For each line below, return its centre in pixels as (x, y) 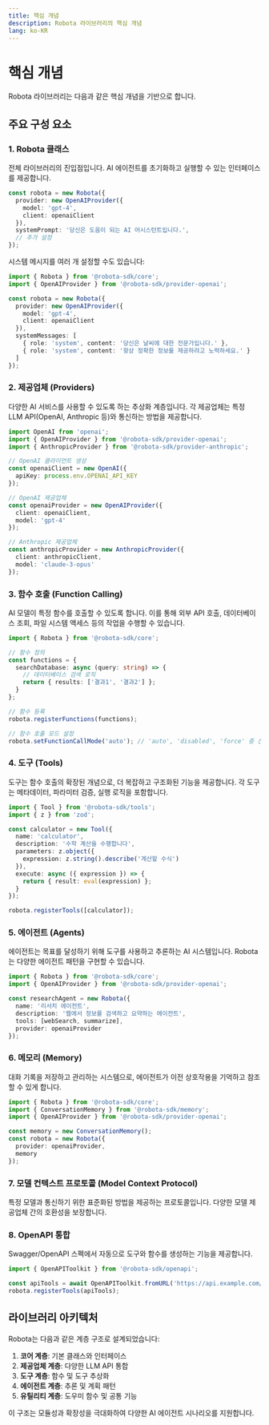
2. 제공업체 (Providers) (52, 388)
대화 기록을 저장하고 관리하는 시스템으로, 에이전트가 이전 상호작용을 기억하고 (127, 1077)
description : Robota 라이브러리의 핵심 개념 (75, 23)
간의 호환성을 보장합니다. (68, 1212)
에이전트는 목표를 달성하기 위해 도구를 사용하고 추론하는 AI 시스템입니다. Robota (133, 952)
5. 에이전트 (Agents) (47, 932)
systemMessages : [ (46, 336)
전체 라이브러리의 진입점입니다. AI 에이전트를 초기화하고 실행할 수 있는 (117, 168)
